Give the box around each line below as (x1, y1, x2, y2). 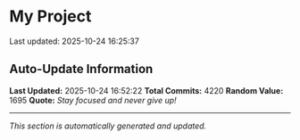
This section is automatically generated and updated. (9, 120, 207, 131)
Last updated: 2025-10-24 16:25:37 (9, 36, 140, 46)
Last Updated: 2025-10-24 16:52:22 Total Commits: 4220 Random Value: (9, 85, 284, 95)
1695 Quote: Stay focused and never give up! (9, 95, 177, 105)
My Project (9, 6, 92, 27)
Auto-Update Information (9, 62, 154, 77)
